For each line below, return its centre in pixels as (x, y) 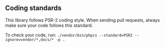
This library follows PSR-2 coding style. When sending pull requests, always (82, 20)
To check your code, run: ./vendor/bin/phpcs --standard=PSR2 (69, 35)
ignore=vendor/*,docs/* (30, 40)
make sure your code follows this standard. (49, 25)
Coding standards (33, 8)
